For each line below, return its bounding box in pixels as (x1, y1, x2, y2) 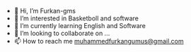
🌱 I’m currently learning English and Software (13, 22, 146, 30)
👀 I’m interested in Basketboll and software (13, 14, 139, 22)
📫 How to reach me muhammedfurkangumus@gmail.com (13, 37, 184, 45)
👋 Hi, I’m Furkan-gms (13, 7, 76, 15)
